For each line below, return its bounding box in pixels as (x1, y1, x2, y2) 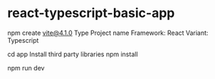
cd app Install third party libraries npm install (7, 50, 138, 58)
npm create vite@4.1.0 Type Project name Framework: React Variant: (7, 28, 209, 37)
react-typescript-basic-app (7, 5, 175, 21)
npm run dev (7, 63, 45, 72)
